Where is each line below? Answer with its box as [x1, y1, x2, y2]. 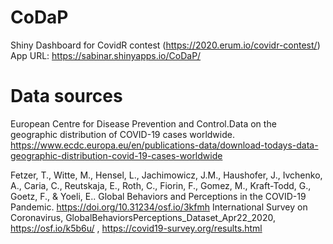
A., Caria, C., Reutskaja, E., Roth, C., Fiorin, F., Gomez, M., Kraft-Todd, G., [10, 179, 312, 191]
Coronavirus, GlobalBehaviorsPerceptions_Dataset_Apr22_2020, [10, 211, 276, 223]
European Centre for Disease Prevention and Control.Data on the [10, 117, 277, 130]
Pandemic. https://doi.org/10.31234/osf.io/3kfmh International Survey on [10, 201, 308, 213]
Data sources [10, 85, 123, 108]
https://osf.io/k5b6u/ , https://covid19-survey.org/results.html [10, 222, 263, 234]
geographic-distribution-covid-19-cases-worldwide [10, 149, 223, 161]
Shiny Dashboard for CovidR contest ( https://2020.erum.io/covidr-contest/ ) [10, 39, 321, 51]
